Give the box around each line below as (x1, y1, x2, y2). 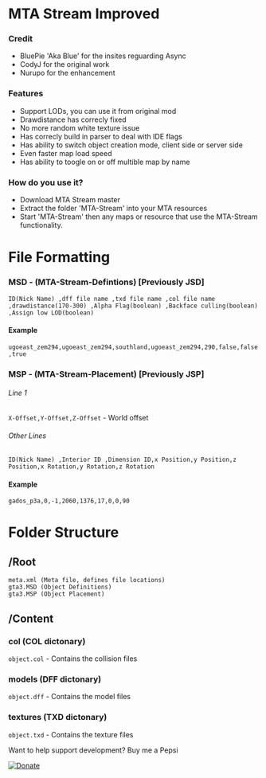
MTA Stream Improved (8, 5, 160, 23)
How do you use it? (8, 177, 84, 188)
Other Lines (8, 431, 46, 440)
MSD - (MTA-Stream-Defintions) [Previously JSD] (8, 276, 205, 287)
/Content (8, 612, 54, 625)
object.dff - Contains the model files (8, 692, 131, 702)
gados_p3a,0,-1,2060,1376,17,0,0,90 (8, 497, 130, 506)
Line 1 (8, 388, 28, 398)
